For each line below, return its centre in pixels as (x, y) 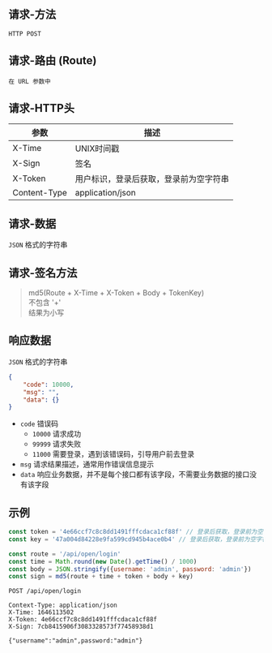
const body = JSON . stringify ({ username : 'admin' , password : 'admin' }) (130, 569)
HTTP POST (25, 34)
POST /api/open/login (45, 591)
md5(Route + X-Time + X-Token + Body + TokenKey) (116, 293)
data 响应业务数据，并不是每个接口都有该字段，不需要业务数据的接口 (135, 475)
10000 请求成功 (57, 434)
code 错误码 (39, 423)
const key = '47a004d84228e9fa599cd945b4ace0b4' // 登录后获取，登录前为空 (132, 539)
